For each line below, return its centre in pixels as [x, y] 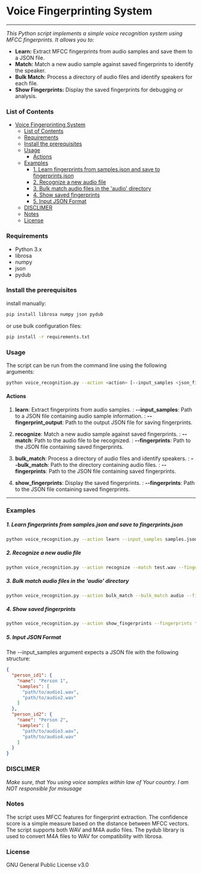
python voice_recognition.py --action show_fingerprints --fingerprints [99, 624]
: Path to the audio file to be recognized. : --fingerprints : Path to [111, 440]
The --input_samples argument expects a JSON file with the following [93, 652]
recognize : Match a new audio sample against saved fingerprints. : [98, 434]
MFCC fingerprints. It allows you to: [50, 40]
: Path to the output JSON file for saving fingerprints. [127, 422]
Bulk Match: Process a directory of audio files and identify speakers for [104, 77]
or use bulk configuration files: [44, 326]
